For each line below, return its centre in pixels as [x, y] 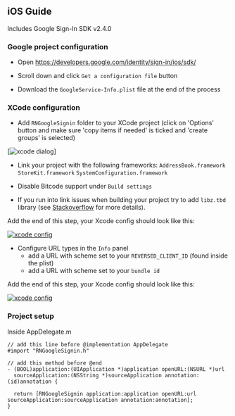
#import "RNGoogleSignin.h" [49, 351]
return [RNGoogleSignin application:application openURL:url [105, 393]
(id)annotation [30, 382]
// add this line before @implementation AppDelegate [88, 344]
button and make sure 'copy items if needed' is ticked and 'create [113, 130]
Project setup [31, 316]
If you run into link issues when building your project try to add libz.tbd [122, 200]
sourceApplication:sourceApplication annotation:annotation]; [100, 400]
